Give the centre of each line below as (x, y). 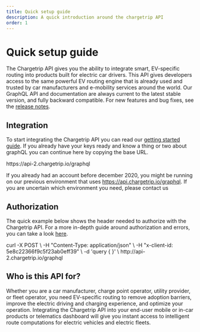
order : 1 (17, 23)
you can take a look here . (37, 233)
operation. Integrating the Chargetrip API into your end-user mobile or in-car (100, 309)
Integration (27, 125)
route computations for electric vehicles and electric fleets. (79, 322)
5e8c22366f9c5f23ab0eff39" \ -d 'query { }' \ (63, 251)
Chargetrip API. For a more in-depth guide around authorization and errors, (98, 227)
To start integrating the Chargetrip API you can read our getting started (93, 140)
